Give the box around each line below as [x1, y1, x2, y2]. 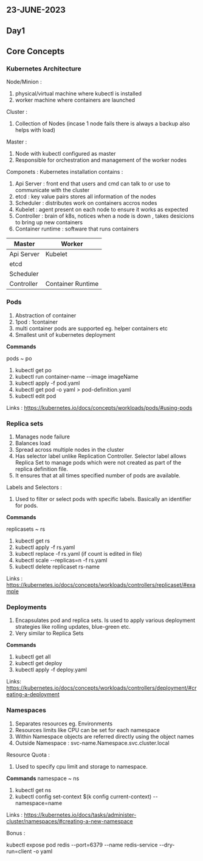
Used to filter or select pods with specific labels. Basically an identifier [15, 496, 191, 503]
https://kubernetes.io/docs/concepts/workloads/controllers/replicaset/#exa [6, 581, 196, 589]
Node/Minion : [6, 78, 43, 86]
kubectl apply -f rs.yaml [15, 544, 75, 551]
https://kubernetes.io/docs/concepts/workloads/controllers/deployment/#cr [6, 684, 197, 692]
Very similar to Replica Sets [15, 629, 84, 637]
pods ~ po [6, 354, 32, 362]
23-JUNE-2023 [6, 5, 66, 15]
